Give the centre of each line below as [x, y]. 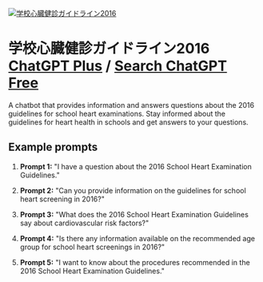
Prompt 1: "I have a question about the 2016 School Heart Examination [135, 166]
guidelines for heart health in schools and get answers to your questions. [129, 122]
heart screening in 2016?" [62, 199]
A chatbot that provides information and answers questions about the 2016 [131, 105]
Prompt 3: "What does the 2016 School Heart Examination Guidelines [134, 214]
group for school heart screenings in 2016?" [92, 247]
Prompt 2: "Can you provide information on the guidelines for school [133, 190]
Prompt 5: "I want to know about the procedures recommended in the [135, 262]
